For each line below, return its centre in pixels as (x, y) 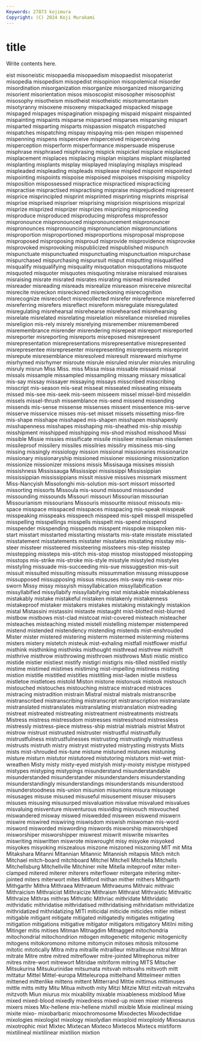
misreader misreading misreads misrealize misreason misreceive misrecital (99, 286)
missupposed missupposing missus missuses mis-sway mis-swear (89, 580)
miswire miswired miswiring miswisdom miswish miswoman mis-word (92, 822)
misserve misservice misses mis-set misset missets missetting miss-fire (95, 414)
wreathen (18, 765)
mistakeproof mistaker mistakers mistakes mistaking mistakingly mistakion (98, 605)
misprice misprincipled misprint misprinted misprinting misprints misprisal (97, 196)
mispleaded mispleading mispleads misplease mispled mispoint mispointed (99, 171)
